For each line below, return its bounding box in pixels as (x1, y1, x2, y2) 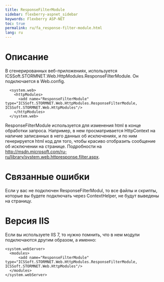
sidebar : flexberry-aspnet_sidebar (5, 12, 78, 17)
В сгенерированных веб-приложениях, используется (5, 68, 117, 74)
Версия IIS (5, 215, 50, 227)
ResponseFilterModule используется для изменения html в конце (5, 122, 141, 128)
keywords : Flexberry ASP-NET (5, 16, 65, 21)
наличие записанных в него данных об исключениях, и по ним (5, 133, 137, 139)
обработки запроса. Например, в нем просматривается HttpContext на (5, 127, 156, 133)
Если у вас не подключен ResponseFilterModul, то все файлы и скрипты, (5, 187, 158, 193)
